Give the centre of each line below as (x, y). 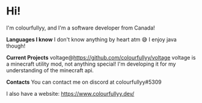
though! (16, 46)
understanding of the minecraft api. (50, 70)
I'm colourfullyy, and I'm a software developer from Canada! (81, 28)
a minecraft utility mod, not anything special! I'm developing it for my (91, 64)
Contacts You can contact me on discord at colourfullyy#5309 (84, 82)
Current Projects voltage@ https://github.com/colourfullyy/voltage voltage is (101, 57)
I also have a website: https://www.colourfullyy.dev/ (70, 93)
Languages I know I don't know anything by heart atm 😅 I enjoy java (92, 39)
